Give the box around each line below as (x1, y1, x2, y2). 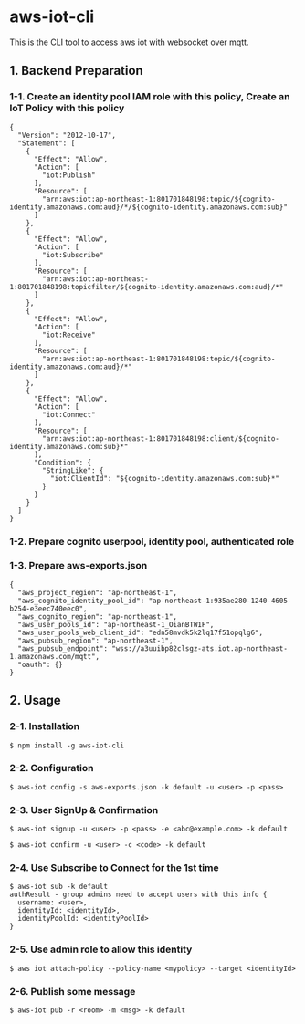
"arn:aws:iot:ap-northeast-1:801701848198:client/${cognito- (42, 434, 280, 444)
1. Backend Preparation (9, 63, 143, 78)
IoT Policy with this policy (9, 102, 125, 115)
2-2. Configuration (9, 762, 94, 775)
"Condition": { (33, 458, 92, 467)
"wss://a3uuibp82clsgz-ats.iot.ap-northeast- (110, 643, 288, 653)
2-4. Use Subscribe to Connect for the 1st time (9, 862, 219, 874)
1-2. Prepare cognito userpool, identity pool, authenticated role (9, 535, 295, 548)
